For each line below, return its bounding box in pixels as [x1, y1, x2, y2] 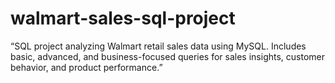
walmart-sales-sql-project [10, 7, 236, 30]
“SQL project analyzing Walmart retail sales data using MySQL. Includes [10, 40, 307, 52]
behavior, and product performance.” [10, 61, 163, 73]
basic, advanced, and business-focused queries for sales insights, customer [10, 50, 326, 62]
